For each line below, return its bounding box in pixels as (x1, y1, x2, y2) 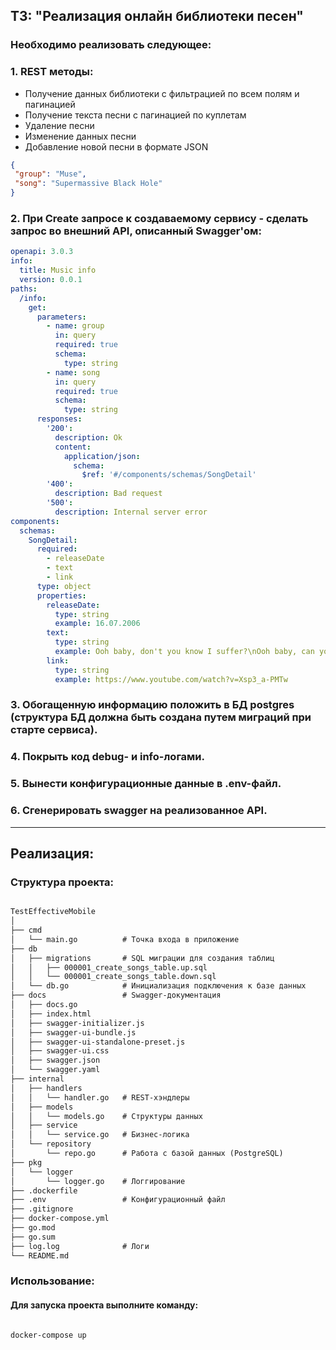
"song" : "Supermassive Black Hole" (14, 179, 163, 189)
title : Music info (19, 265, 97, 276)
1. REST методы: (10, 65, 94, 79)
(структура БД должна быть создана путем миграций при (10, 710, 312, 724)
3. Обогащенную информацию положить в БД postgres (10, 698, 295, 712)
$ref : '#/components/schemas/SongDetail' (81, 470, 257, 480)
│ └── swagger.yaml (10, 1065, 101, 1075)
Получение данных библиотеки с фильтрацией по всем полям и (24, 87, 300, 99)
